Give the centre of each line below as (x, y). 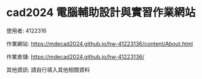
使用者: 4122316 (27, 31)
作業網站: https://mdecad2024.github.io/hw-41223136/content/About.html (100, 43)
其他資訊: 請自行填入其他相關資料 (48, 70)
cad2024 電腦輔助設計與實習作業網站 (101, 13)
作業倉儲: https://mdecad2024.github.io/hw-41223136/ (76, 56)
